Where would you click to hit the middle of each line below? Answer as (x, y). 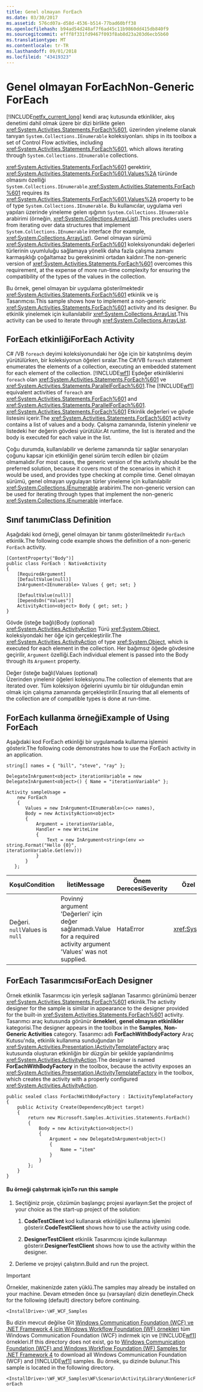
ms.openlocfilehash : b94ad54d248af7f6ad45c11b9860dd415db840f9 (88, 29)
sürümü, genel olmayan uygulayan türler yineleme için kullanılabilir (89, 482)
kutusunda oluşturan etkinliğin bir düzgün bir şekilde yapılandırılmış (90, 1053)
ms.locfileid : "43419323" (39, 57)
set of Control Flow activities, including (55, 142)
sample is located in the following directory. (60, 1368)
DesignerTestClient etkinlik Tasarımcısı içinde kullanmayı (95, 1239)
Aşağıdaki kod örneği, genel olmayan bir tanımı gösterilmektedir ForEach (96, 534)
